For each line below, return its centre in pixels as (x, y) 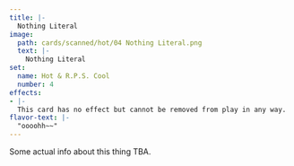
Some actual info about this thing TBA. (80, 152)
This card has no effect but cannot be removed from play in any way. (152, 109)
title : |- (28, 17)
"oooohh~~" (38, 127)
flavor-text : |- (39, 118)
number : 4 (35, 84)
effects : (26, 92)
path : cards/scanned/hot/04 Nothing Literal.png (110, 43)
